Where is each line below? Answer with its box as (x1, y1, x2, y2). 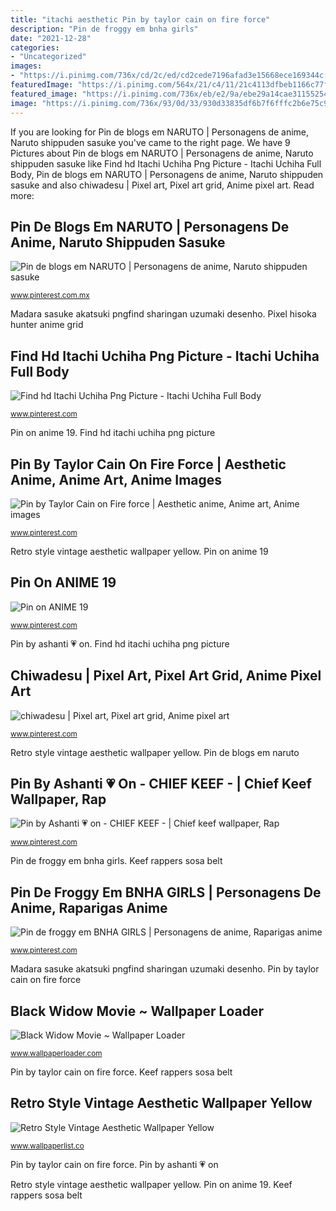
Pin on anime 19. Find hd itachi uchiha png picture (10, 427, 216, 439)
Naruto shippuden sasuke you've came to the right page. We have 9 (10, 136, 291, 148)
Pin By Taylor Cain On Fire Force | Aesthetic (10, 456, 287, 473)
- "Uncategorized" (10, 52, 87, 62)
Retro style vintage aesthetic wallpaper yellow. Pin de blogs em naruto (10, 746, 300, 758)
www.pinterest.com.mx (10, 291, 90, 301)
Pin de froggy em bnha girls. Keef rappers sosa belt (10, 855, 223, 867)
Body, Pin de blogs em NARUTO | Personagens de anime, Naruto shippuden (10, 168, 324, 180)
